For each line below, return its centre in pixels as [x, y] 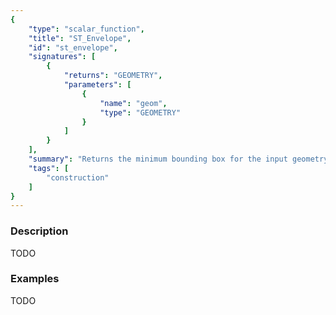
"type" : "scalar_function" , [86, 29]
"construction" [78, 177]
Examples [35, 279]
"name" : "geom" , [133, 103]
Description [39, 231]
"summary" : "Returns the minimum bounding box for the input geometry [178, 159]
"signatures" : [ [62, 57]
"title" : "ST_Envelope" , [80, 38]
